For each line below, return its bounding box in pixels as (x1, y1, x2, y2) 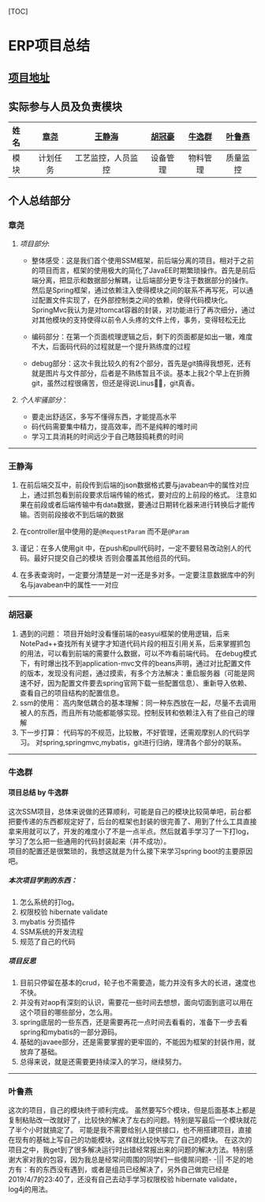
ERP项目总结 (8, 37, 91, 55)
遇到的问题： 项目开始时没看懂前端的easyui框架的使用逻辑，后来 (19, 629, 230, 638)
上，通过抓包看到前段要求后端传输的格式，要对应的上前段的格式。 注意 (19, 490, 250, 500)
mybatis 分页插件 (19, 917, 76, 926)
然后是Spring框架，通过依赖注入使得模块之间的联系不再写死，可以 (31, 285, 247, 295)
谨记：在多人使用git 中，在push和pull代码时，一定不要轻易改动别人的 (19, 543, 244, 553)
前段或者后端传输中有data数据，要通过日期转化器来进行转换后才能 (33, 500, 248, 509)
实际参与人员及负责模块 (8, 100, 122, 113)
